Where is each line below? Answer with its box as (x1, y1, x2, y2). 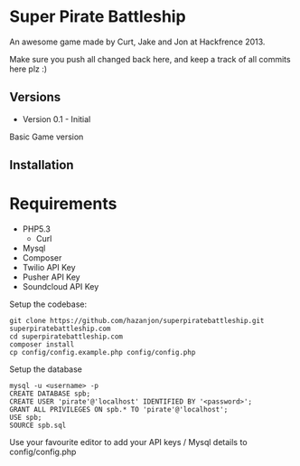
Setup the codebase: (9, 299, 88, 309)
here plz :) (9, 63, 48, 74)
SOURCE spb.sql (9, 421, 67, 431)
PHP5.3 (22, 223, 52, 234)
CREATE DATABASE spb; (9, 389, 91, 399)
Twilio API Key (22, 262, 76, 273)
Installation (9, 157, 74, 173)
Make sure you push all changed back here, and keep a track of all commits (9, 53, 291, 64)
